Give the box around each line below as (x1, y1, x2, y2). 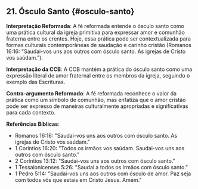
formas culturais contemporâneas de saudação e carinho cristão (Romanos (6, 41, 192, 48)
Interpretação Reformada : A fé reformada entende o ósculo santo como (6, 22, 185, 29)
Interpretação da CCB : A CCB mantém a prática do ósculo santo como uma (6, 66, 193, 73)
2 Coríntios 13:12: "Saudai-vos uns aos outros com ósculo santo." (14, 157, 176, 165)
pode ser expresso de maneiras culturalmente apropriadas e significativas (6, 103, 188, 110)
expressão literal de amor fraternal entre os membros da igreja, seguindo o (6, 72, 190, 79)
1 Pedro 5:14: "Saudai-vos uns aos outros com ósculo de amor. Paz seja (14, 170, 191, 177)
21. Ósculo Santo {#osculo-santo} (6, 7, 135, 17)
